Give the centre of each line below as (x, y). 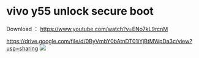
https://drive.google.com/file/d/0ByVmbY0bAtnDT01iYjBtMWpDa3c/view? (99, 41)
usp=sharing (22, 48)
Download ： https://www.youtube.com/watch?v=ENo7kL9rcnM (87, 29)
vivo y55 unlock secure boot (80, 11)
